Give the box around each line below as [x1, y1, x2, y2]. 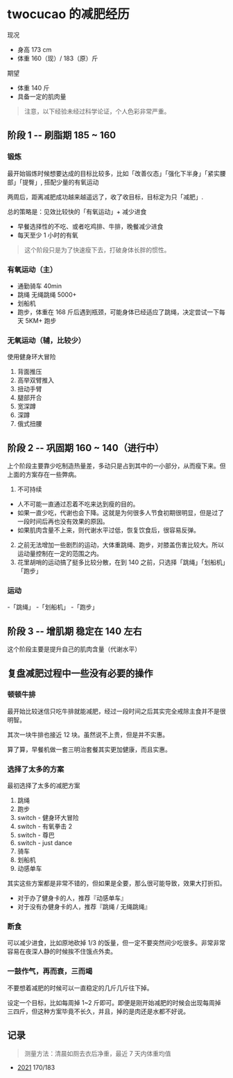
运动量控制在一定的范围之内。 [17, 550, 103, 558]
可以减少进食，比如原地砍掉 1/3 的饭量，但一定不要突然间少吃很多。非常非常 [7, 939, 226, 947]
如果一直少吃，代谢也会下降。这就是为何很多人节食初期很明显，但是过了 [17, 509, 224, 517]
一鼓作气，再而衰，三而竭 [7, 967, 93, 977]
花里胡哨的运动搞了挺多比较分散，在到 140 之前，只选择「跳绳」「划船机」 [17, 558, 226, 566]
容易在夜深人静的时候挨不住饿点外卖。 [7, 947, 116, 956]
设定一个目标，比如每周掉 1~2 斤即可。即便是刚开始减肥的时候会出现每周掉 [7, 998, 221, 1006]
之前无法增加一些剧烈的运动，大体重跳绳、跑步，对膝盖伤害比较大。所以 [17, 541, 224, 549]
